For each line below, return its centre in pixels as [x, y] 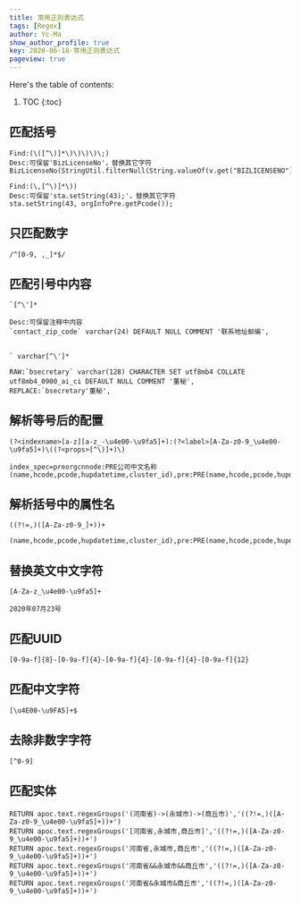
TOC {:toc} [42, 102]
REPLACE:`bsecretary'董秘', [60, 391]
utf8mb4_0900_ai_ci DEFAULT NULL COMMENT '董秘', [102, 381]
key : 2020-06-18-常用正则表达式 [65, 51]
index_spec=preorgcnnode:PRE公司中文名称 [83, 467]
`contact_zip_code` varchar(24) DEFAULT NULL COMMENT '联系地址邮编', [139, 332]
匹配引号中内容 [50, 284]
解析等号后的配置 [56, 421]
